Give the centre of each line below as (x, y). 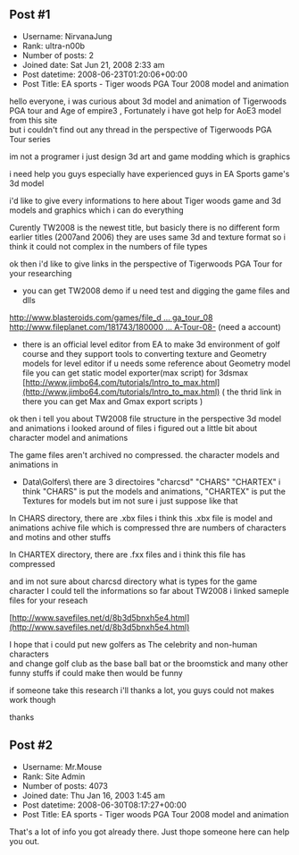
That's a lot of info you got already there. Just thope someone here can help (149, 832)
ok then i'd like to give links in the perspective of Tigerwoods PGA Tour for (146, 264)
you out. (25, 841)
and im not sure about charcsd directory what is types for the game (133, 581)
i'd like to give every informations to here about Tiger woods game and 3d (145, 200)
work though (33, 699)
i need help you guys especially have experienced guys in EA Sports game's (149, 174)
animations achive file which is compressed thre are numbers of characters (148, 528)
